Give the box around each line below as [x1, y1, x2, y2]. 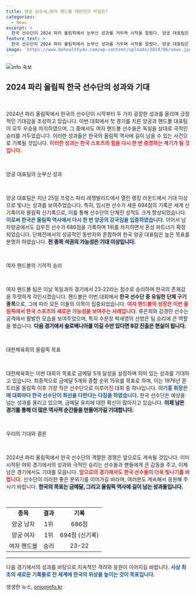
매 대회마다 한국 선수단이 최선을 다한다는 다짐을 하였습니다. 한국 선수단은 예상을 [6, 391, 185, 398]
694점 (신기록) [60, 530, 99, 539]
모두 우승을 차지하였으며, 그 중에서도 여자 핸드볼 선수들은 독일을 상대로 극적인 [12, 125, 188, 132]
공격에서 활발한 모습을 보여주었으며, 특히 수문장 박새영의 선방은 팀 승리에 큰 [6, 315, 177, 322]
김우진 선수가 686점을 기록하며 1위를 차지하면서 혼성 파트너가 [36, 223, 175, 230]
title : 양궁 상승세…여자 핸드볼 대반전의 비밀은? [6, 8, 108, 15]
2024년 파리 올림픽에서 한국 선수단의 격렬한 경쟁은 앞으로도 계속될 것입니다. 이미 [6, 454, 190, 461]
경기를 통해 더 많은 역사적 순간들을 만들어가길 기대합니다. [6, 406, 134, 413]
